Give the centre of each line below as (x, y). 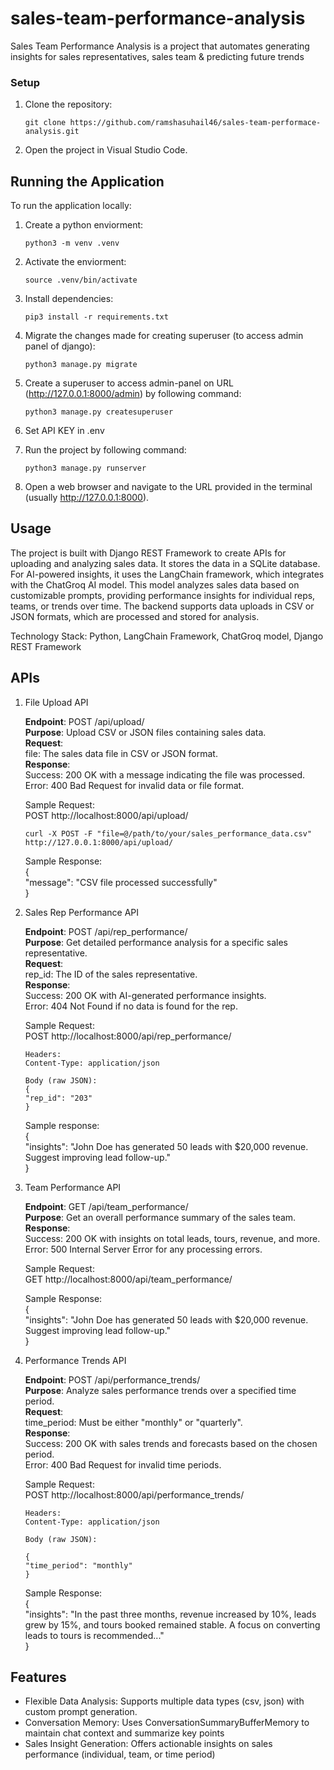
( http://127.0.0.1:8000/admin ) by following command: (133, 394)
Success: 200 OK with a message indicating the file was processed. (165, 774)
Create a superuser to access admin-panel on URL (129, 383)
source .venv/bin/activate (81, 280)
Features (38, 1677)
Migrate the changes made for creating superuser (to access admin (164, 336)
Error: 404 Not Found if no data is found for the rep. (131, 1006)
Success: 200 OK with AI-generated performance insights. (145, 995)
